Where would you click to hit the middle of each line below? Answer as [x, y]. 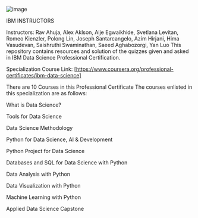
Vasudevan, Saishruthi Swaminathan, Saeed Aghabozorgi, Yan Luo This [94, 45]
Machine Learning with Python [44, 197]
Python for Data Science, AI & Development [59, 139]
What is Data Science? [34, 105]
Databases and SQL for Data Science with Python [67, 163]
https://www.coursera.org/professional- [125, 69]
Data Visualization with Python [44, 186]
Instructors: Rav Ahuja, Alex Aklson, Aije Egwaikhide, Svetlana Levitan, [92, 32]
